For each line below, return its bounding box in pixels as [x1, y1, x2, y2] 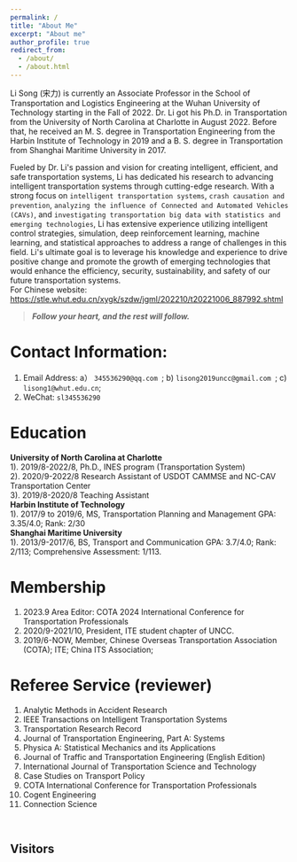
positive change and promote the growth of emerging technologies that [10, 256, 271, 267]
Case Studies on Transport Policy [22, 770, 145, 780]
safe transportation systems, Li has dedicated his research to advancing [10, 171, 274, 182]
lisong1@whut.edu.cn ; [22, 382, 102, 392]
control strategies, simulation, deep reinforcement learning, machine [10, 228, 260, 238]
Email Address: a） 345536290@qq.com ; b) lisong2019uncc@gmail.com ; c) [22, 372, 287, 383]
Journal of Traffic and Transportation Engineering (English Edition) [22, 751, 266, 762]
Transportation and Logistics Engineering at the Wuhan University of [10, 97, 261, 108]
